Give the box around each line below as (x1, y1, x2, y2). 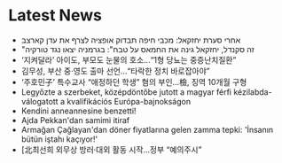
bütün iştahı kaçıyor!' (20, 134, 98, 144)
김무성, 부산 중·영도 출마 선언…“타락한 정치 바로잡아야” (20, 66, 210, 76)
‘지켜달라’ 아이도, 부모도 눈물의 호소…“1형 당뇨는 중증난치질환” (20, 54, 237, 65)
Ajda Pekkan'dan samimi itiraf (20, 114, 130, 125)
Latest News (8, 5, 103, 26)
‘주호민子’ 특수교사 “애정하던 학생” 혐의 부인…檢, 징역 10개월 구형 (20, 76, 247, 87)
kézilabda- (233, 86, 272, 97)
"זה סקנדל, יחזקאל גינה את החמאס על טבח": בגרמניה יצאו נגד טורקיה (20, 43, 255, 54)
